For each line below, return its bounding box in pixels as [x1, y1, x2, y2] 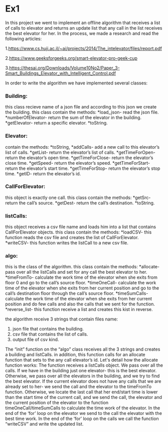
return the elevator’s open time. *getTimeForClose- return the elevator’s [5, 154, 153, 161]
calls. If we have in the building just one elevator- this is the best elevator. [5, 368, 157, 374]
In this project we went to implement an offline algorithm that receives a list [5, 20, 160, 26]
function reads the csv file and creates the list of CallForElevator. [5, 235, 139, 241]
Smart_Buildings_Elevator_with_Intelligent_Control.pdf [5, 70, 116, 76]
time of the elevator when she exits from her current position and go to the [5, 285, 159, 291]
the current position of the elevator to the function [5, 400, 109, 406]
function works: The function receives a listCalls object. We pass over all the [5, 362, 163, 368]
